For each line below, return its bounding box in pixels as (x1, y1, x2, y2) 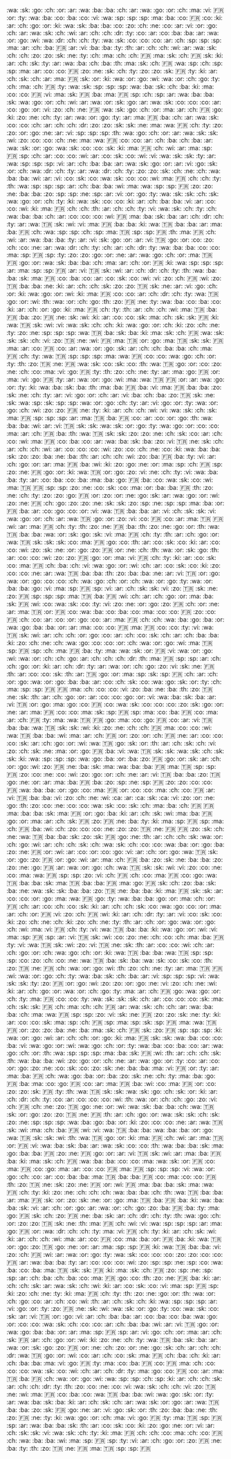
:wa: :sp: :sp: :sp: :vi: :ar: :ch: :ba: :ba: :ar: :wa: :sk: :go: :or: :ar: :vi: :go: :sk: (6, 159, 218, 167)
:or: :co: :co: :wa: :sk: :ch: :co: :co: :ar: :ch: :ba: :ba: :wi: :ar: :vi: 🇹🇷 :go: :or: (6, 1320, 219, 1328)
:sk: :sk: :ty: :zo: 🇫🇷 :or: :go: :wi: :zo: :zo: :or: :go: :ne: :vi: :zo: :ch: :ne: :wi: (6, 979, 217, 987)
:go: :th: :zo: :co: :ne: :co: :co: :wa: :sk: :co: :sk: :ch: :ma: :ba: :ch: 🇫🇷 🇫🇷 (6, 801, 215, 809)
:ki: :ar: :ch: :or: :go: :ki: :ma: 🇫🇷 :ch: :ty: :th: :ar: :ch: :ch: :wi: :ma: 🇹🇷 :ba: (6, 305, 217, 314)
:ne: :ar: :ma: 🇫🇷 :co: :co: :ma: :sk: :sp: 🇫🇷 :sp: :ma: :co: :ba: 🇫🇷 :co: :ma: (6, 708, 219, 716)
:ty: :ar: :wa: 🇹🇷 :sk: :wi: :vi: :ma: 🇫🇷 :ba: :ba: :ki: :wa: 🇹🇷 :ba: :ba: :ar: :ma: (6, 220, 223, 228)
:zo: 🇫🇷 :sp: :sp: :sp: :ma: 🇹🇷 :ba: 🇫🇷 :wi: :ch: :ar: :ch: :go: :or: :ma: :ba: (6, 592, 214, 600)
